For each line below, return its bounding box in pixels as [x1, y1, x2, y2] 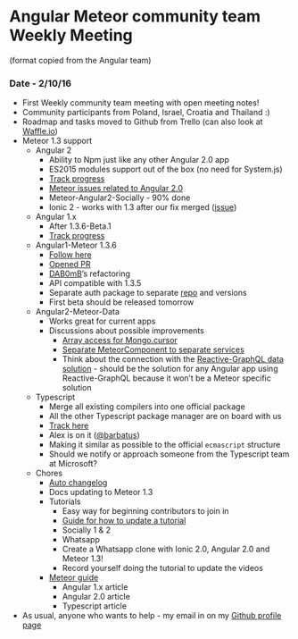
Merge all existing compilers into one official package [48, 401, 245, 412]
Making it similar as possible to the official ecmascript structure [48, 440, 281, 450]
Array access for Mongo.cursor [62, 335, 178, 346]
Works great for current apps [48, 315, 156, 327]
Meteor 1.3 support [21, 136, 93, 147]
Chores [35, 467, 63, 479]
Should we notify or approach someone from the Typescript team [48, 449, 290, 459]
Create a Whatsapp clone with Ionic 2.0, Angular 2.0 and [62, 543, 270, 555]
